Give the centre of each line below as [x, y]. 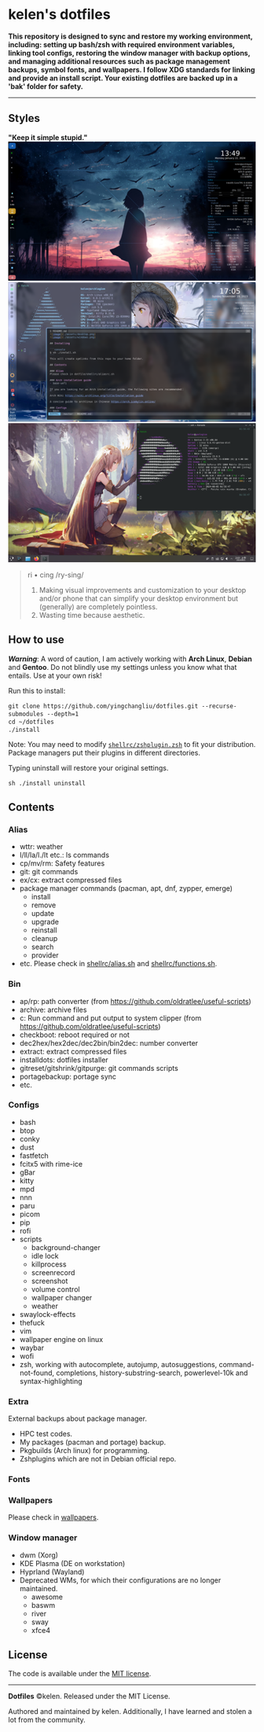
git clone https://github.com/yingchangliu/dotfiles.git [103, 706]
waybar [32, 1348]
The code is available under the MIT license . [80, 1674]
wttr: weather [41, 847]
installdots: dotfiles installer [64, 1060]
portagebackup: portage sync [68, 1076]
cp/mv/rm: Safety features [62, 863]
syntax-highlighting [51, 1381]
